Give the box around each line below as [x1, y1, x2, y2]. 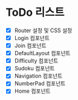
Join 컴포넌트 [14, 42, 47, 49]
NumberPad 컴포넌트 [14, 80, 66, 87]
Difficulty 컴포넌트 [14, 57, 59, 64]
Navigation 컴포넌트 [14, 72, 63, 79]
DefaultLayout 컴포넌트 [14, 50, 71, 57]
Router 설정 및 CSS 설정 [14, 27, 73, 34]
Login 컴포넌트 [14, 35, 50, 41]
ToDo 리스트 [5, 5, 65, 19]
